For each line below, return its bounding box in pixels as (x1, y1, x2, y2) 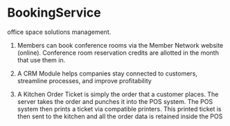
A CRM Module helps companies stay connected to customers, (17, 69, 197, 78)
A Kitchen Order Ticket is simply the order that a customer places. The (17, 90, 219, 98)
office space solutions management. (7, 28, 112, 36)
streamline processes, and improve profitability (17, 76, 152, 84)
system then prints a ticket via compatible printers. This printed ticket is (17, 105, 222, 113)
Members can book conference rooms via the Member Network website (17, 41, 224, 49)
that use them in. (17, 55, 66, 64)
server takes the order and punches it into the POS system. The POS (17, 97, 213, 105)
